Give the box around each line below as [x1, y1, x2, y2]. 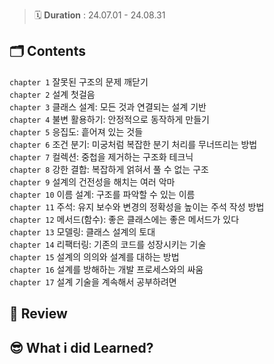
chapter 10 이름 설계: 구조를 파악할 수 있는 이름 [9, 188, 196, 200]
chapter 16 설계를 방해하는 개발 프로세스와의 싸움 [9, 263, 204, 275]
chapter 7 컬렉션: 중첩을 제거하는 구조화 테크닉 [9, 150, 194, 163]
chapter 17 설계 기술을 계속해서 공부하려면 [9, 275, 177, 288]
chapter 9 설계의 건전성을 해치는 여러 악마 [9, 175, 176, 188]
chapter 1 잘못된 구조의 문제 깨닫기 [9, 75, 149, 88]
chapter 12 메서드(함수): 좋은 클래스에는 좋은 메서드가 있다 [9, 213, 240, 225]
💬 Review [9, 305, 68, 323]
